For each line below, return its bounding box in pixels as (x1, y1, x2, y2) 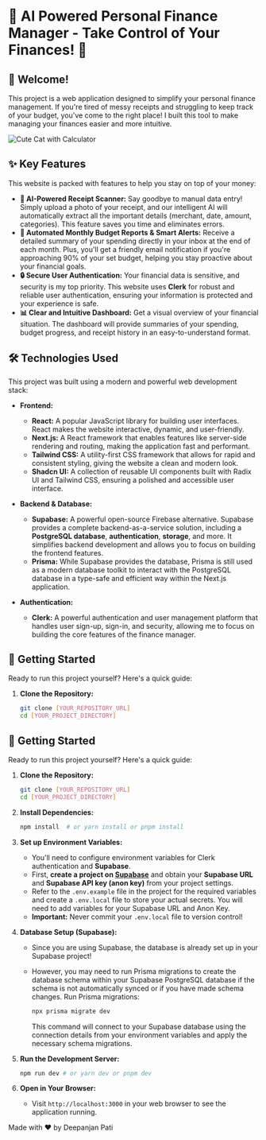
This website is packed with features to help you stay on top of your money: (8, 178, 256, 188)
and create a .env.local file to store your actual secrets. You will (31, 894, 244, 905)
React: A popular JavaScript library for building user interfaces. (31, 416, 240, 425)
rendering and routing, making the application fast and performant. (31, 441, 251, 451)
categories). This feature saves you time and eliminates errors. (19, 219, 225, 229)
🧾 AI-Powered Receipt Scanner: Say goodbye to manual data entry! (19, 194, 243, 204)
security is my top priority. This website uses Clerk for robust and (19, 281, 235, 291)
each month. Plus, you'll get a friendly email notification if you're (19, 244, 231, 254)
